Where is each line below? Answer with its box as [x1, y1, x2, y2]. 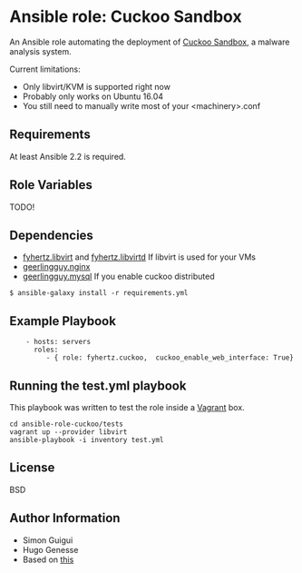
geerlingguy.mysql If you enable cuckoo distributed [22, 271, 215, 282]
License [9, 460, 55, 476]
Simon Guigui [22, 534, 73, 546]
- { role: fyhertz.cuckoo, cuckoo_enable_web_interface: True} [45, 353, 295, 362]
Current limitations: [9, 64, 81, 74]
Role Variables [9, 177, 93, 193]
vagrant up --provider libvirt [9, 428, 128, 437]
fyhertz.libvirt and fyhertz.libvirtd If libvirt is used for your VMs [22, 252, 257, 262]
